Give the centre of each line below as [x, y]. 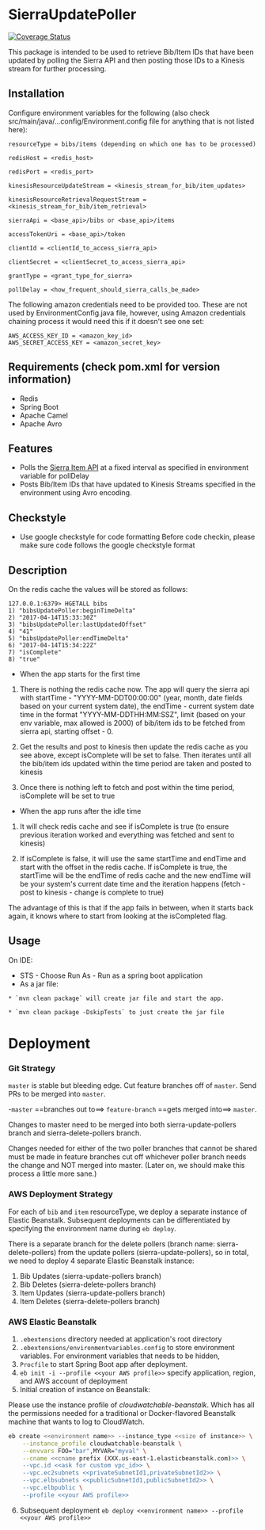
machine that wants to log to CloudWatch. [76, 1421]
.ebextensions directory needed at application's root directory [121, 1339]
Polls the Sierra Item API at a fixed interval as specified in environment [134, 467]
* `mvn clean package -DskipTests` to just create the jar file [116, 1012]
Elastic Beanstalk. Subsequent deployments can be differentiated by [119, 1220]
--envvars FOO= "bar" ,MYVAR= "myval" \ [85, 1451]
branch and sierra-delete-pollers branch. [75, 1133]
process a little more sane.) [53, 1173]
